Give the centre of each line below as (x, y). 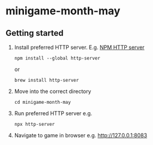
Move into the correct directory (53, 91)
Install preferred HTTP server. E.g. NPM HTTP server (79, 47)
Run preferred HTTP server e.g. (53, 113)
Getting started (35, 33)
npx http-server (34, 124)
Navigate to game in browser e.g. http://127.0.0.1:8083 (81, 135)
